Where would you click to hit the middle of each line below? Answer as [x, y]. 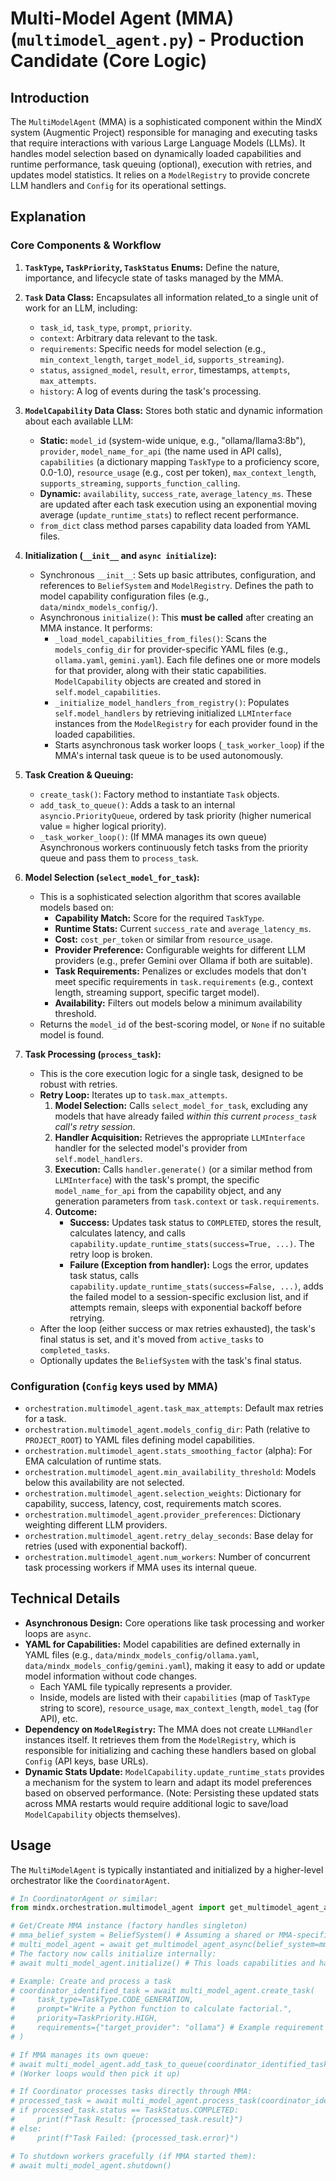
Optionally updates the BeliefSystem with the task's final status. [170, 1360]
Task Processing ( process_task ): [93, 1054]
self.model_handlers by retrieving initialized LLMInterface [173, 713]
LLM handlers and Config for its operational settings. [118, 185]
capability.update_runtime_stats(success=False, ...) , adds [196, 1286]
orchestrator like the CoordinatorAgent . [90, 1880]
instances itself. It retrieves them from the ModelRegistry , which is [160, 1739]
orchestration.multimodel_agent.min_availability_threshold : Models [170, 1471]
